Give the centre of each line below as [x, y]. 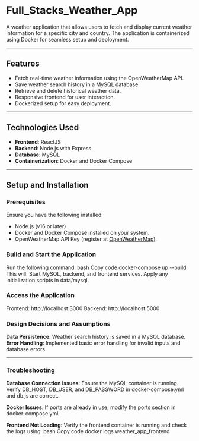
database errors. [26, 349]
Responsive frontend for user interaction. [65, 97]
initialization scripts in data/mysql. [48, 280]
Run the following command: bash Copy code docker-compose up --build [96, 267]
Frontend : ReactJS [38, 142]
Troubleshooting [31, 370]
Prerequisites [26, 201]
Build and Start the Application [51, 254]
